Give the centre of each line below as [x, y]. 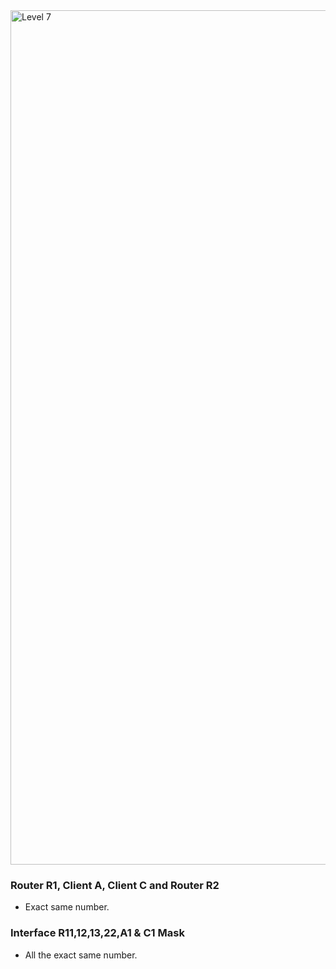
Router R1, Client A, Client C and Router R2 [115, 885]
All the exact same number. [81, 955]
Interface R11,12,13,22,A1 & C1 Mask [97, 933]
